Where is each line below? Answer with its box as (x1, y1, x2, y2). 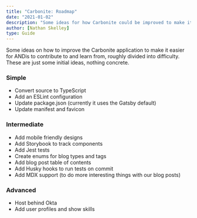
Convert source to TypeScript (14, 87, 86, 94)
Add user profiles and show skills (14, 206, 95, 213)
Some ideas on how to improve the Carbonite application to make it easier (6, 46, 185, 53)
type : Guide (6, 31, 35, 36)
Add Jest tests (14, 146, 50, 153)
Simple (6, 74, 26, 82)
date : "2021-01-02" (6, 14, 54, 20)
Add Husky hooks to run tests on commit (14, 165, 113, 172)
